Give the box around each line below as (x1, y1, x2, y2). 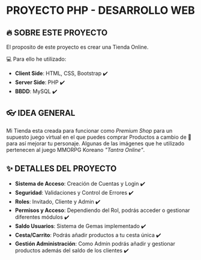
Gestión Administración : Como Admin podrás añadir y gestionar (14, 240, 176, 247)
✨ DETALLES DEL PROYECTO (6, 163, 117, 174)
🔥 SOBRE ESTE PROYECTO (6, 28, 108, 38)
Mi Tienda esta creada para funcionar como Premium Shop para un (6, 127, 173, 134)
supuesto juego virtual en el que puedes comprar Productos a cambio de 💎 (6, 133, 192, 141)
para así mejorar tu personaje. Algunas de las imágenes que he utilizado (6, 139, 185, 147)
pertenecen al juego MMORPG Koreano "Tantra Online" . (6, 146, 145, 153)
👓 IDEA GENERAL (6, 108, 76, 118)
